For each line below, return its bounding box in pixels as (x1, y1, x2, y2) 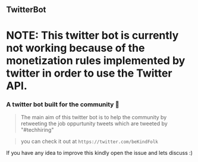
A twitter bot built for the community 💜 (6, 100, 120, 109)
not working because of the (6, 41, 145, 55)
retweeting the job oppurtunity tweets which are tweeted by (20, 120, 168, 127)
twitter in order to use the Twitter (6, 66, 172, 80)
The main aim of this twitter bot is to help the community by (20, 113, 167, 120)
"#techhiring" (20, 126, 54, 133)
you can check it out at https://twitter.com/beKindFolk (20, 138, 159, 145)
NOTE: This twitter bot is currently (6, 28, 179, 42)
